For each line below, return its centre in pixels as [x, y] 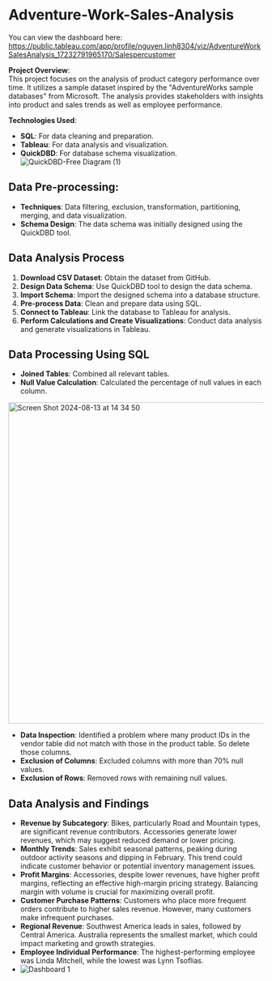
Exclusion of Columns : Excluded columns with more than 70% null [132, 761]
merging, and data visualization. [73, 215]
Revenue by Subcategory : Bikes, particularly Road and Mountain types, [140, 823]
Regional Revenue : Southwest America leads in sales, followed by [130, 926]
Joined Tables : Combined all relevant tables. [95, 374]
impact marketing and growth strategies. [88, 944]
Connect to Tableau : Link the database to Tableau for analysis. [125, 312]
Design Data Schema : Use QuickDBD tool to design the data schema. [136, 286]
